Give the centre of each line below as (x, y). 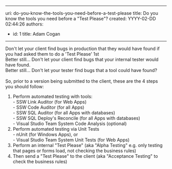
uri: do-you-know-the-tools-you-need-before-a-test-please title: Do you (82, 13)
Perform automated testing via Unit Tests (56, 129)
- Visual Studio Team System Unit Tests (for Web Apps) (71, 140)
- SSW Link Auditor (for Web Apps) (50, 102)
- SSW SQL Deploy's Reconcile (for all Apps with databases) (77, 118)
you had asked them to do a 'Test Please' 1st (52, 54)
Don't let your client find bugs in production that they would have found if (82, 49)
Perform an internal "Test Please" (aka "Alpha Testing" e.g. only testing (88, 145)
